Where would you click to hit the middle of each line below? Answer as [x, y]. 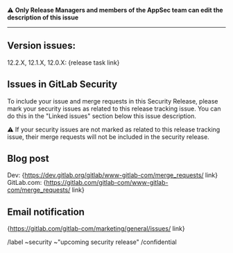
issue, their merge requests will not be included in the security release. [108, 137]
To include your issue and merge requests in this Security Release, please [113, 101]
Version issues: [42, 46]
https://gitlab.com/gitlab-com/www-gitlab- [107, 183]
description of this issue [43, 17]
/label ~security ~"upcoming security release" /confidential [92, 242]
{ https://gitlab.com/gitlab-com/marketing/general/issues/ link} [96, 229]
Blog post [28, 159]
